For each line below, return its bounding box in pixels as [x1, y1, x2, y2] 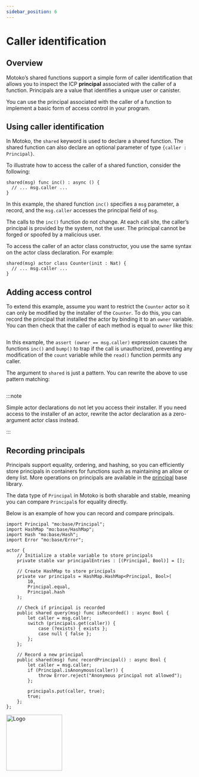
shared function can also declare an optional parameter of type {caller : [6, 144, 186, 151]
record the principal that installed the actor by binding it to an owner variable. [6, 315, 194, 323]
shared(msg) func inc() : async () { [6, 179, 100, 185]
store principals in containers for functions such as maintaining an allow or [6, 468, 189, 475]
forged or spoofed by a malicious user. [6, 231, 101, 239]
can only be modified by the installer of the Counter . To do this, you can [6, 309, 182, 317]
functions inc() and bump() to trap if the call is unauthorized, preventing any [6, 345, 192, 352]
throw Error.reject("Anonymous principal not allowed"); [38, 673, 183, 679]
